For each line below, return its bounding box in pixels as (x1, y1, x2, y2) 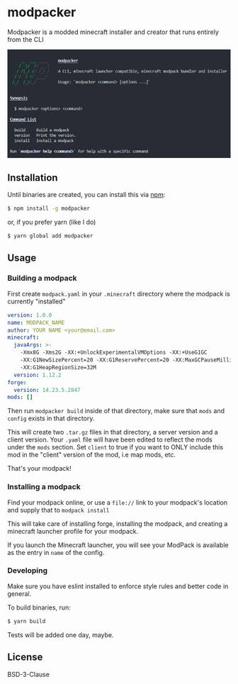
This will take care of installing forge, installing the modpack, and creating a (7, 519, 228, 528)
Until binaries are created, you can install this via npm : (7, 191, 166, 199)
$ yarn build (7, 617, 46, 624)
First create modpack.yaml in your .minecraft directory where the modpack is (7, 289, 230, 298)
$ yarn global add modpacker (7, 232, 93, 240)
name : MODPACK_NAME (7, 319, 65, 326)
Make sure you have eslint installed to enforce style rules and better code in (7, 582, 229, 590)
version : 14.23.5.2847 (13, 386, 81, 393)
